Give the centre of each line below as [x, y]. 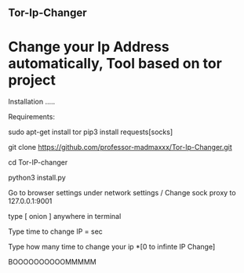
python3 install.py [37, 178]
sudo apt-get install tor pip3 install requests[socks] [91, 132]
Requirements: [31, 117]
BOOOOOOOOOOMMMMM [52, 262]
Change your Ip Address [89, 47]
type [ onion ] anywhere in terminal [65, 217]
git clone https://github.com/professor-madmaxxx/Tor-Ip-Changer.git [120, 147]
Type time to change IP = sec [56, 231]
